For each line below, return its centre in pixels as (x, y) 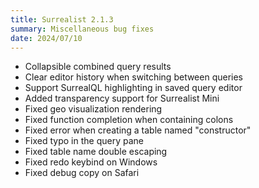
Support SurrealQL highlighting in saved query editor (133, 88)
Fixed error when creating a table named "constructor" (138, 130)
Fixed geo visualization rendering (93, 109)
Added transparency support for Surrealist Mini (122, 98)
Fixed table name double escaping (96, 152)
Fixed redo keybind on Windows (91, 162)
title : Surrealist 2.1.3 (62, 19)
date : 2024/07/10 (46, 38)
